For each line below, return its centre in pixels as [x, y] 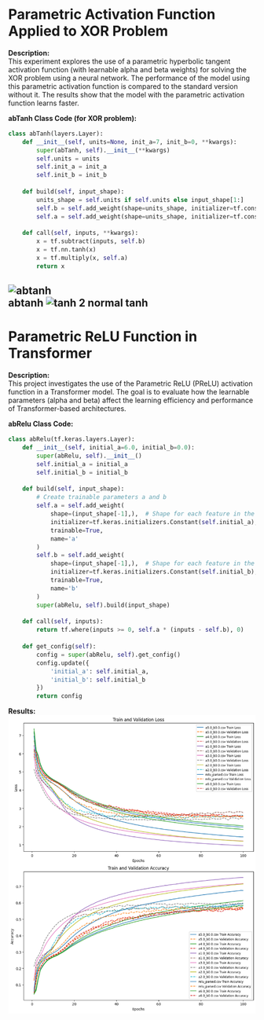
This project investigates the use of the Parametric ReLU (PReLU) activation [130, 383]
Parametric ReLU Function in [103, 337]
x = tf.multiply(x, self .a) [82, 258]
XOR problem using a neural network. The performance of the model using [129, 78]
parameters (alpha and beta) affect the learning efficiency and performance [131, 400]
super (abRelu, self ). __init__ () [90, 456]
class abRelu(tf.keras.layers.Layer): [71, 439]
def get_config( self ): [59, 647]
